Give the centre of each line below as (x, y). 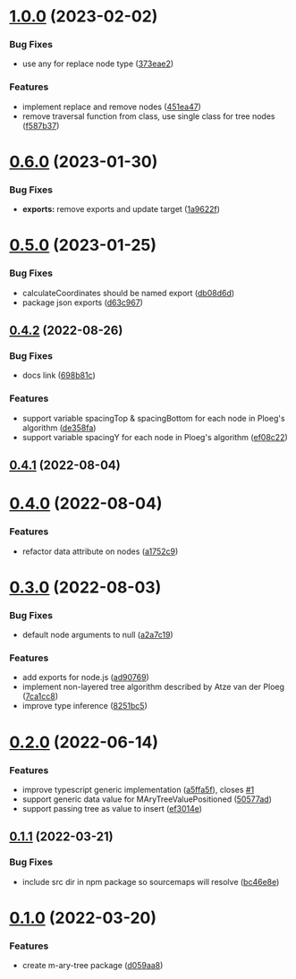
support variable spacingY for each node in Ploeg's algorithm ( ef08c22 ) (155, 437)
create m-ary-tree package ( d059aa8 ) (93, 966)
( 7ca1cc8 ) (40, 696)
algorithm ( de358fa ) (59, 428)
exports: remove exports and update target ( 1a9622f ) (121, 209)
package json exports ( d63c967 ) (82, 302)
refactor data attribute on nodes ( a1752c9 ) (100, 551)
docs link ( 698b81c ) (59, 375)
